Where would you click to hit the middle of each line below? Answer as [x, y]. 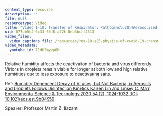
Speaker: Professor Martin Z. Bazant [41, 108]
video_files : [18, 37]
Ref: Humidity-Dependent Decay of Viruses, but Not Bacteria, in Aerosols [78, 83]
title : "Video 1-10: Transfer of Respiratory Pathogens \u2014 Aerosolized [81, 28]
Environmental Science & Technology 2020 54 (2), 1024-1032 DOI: [72, 94]
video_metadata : [21, 45]
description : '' [21, 14]
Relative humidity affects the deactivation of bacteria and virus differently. [79, 64]
